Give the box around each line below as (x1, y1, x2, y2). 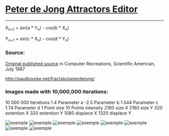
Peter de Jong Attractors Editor (5, 3, 138, 15)
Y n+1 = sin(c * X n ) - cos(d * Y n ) (5, 35, 69, 43)
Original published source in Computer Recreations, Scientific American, (5, 60, 155, 66)
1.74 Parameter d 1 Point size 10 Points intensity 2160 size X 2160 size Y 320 (5, 105, 163, 111)
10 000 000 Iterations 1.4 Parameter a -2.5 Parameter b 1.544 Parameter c (5, 99, 158, 105)
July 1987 (5, 66, 25, 72)
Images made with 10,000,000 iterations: (5, 88, 109, 95)
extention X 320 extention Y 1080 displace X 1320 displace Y (5, 110, 132, 116)
